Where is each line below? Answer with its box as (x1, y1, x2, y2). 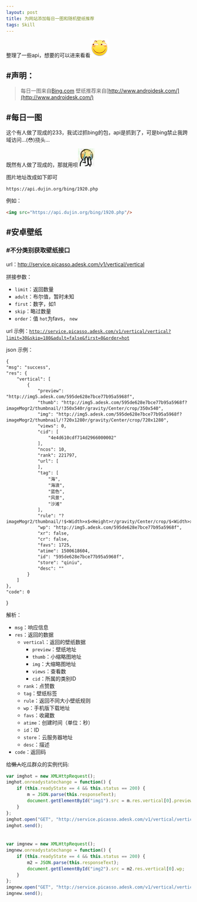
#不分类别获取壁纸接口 (6, 246, 70, 254)
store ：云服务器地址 (23, 733, 73, 741)
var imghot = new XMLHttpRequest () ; (6, 773, 96, 779)
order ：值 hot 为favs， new (14, 315, 78, 322)
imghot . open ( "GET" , (6, 816, 54, 822)
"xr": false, (37, 530, 69, 536)
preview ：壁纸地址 (32, 645, 77, 653)
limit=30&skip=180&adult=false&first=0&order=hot (6, 335, 130, 341)
